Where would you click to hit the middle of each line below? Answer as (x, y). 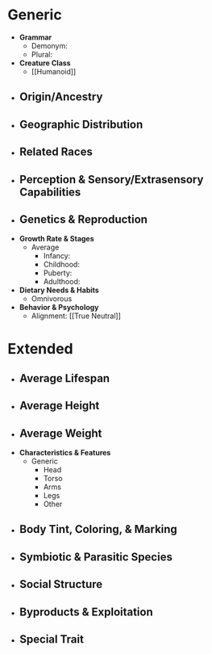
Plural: (42, 54)
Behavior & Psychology (59, 308)
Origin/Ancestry (61, 97)
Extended (40, 348)
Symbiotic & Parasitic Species (96, 557)
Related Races (56, 152)
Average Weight (60, 433)
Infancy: (57, 256)
